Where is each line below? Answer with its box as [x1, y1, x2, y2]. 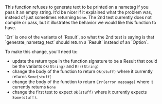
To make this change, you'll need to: [5, 49, 78, 54]
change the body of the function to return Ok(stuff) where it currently [12, 69, 153, 74]
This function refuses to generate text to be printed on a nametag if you [5, 4, 149, 10]
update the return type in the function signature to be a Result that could [12, 58, 157, 64]
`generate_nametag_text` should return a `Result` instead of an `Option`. [5, 39, 149, 45]
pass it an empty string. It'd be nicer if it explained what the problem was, [5, 9, 152, 15]
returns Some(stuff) [12, 74, 52, 79]
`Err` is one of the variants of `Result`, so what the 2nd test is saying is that [5, 34, 155, 40]
